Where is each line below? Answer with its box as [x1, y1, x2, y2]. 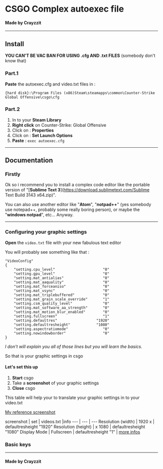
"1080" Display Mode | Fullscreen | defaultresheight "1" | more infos [5, 429, 141, 434]
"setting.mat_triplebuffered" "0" [14, 293, 110, 297]
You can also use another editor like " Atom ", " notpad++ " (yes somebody [5, 202, 151, 208]
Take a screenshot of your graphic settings [12, 380, 99, 386]
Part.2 [5, 106, 20, 113]
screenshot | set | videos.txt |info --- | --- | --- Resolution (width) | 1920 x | [5, 418, 155, 424]
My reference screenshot [5, 409, 56, 415]
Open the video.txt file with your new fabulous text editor [5, 240, 121, 245]
